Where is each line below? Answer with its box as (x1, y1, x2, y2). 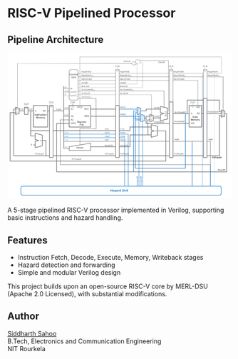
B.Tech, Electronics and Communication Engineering (7, 337, 162, 345)
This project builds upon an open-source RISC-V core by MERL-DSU (7, 282, 208, 290)
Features (7, 234, 48, 246)
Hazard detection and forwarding (17, 261, 115, 269)
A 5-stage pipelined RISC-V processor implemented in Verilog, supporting (7, 206, 224, 215)
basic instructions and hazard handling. (7, 213, 123, 222)
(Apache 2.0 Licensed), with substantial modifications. (7, 289, 167, 298)
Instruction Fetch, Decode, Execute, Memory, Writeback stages (17, 253, 204, 261)
